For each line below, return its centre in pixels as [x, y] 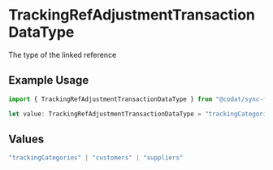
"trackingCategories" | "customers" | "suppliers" [96, 158]
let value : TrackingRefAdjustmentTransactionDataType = [105, 114]
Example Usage [49, 80]
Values [26, 139]
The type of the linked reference [63, 54]
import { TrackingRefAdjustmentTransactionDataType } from [110, 99]
